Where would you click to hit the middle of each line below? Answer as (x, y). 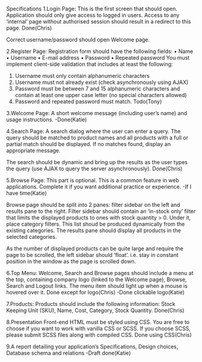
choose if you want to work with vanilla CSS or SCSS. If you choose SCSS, (99, 329)
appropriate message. (34, 151)
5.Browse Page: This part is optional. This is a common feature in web (93, 180)
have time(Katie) (26, 193)
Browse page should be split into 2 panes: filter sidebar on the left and (93, 205)
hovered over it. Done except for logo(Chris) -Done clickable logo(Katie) (96, 292)
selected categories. (32, 237)
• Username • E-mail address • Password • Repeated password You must (98, 58)
